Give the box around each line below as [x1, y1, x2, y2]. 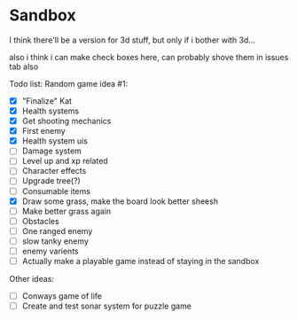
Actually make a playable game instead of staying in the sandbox [21, 255, 260, 266]
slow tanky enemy [21, 236, 89, 246]
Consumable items [21, 185, 91, 196]
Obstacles [21, 215, 59, 226]
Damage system [21, 145, 82, 156]
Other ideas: [9, 274, 55, 284]
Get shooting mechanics [21, 116, 112, 127]
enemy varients [21, 246, 79, 256]
